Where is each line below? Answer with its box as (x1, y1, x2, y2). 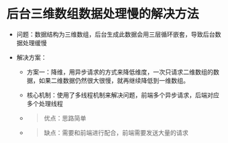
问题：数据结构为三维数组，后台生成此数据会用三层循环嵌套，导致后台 (16, 30, 216, 38)
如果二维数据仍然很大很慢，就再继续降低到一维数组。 (38, 76, 190, 84)
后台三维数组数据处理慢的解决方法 (6, 6, 200, 22)
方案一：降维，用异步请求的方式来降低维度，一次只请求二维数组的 (26, 68, 214, 76)
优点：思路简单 (43, 114, 87, 122)
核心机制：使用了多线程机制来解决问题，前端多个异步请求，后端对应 (26, 90, 220, 99)
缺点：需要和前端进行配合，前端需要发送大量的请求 (43, 128, 189, 137)
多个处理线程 (26, 99, 63, 107)
